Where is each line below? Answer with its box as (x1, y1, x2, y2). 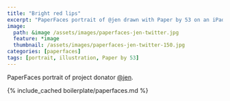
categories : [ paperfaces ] (7, 48, 81, 55)
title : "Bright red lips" (7, 10, 81, 17)
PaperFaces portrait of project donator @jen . (7, 73, 133, 81)
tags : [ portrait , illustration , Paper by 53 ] (7, 55, 139, 61)
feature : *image (13, 35, 60, 42)
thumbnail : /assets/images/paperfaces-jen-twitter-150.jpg (13, 42, 186, 48)
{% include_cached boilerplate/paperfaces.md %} (7, 86, 149, 94)
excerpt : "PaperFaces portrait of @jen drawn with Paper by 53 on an (7, 16, 210, 23)
